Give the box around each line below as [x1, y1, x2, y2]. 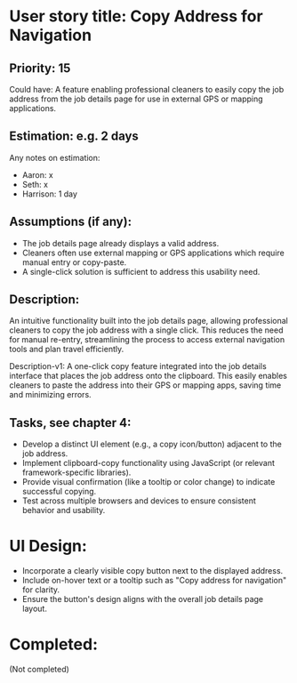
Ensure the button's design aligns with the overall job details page [21, 594, 264, 605]
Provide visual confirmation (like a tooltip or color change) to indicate [21, 477, 276, 487]
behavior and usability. [21, 505, 106, 516]
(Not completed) [9, 664, 69, 675]
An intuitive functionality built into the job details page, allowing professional [9, 316, 289, 326]
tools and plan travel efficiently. [9, 344, 124, 355]
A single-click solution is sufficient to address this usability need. [21, 266, 261, 277]
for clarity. [21, 584, 60, 595]
